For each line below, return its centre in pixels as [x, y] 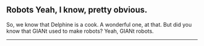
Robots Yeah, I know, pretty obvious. [77, 10]
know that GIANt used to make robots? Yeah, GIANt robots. [80, 31]
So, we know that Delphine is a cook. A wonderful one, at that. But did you [99, 24]
